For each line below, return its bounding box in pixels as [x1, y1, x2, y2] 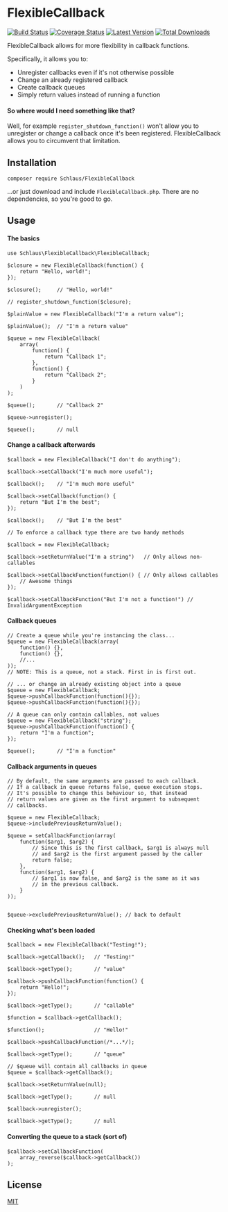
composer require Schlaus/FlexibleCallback [7, 175, 135, 182]
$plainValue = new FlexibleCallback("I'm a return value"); [7, 311, 185, 318]
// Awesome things [19, 578, 73, 584]
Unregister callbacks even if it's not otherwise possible [17, 68, 175, 76]
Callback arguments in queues [7, 762, 97, 771]
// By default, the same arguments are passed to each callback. [7, 778, 200, 785]
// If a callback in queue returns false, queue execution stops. [7, 784, 203, 791]
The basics [7, 234, 40, 243]
